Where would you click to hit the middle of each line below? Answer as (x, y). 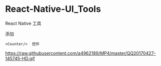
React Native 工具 (23, 23)
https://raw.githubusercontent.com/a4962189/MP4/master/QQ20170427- (80, 53)
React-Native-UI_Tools (53, 9)
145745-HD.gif (20, 58)
